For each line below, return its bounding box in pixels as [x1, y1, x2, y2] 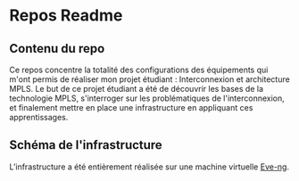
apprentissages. [9, 112, 69, 122]
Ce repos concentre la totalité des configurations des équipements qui [9, 64, 269, 75]
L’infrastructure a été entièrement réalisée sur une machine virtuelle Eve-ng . [9, 161, 290, 172]
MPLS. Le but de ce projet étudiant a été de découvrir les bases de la [9, 84, 264, 94]
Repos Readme [9, 5, 123, 26]
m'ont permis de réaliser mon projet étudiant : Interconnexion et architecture [9, 74, 290, 85]
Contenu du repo [9, 41, 105, 56]
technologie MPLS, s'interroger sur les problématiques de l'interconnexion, [9, 93, 286, 103]
